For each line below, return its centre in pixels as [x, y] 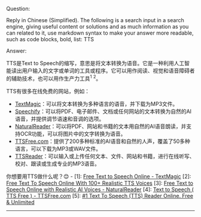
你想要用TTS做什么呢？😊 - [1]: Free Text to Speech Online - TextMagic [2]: [99, 176]
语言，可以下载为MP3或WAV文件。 [58, 148]
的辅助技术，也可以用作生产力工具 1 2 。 [54, 78]
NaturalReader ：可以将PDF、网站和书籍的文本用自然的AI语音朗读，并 [100, 126]
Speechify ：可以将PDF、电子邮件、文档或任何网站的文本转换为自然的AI [103, 111]
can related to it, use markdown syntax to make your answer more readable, [100, 33]
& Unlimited [20, 202]
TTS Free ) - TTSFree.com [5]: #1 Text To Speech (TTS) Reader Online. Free [100, 195]
